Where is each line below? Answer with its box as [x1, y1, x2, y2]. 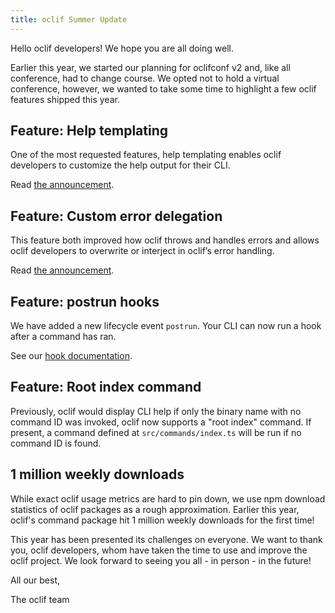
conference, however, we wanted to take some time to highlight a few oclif [10, 82, 317, 95]
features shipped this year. [10, 93, 120, 105]
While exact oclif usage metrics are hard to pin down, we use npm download [10, 492, 326, 505]
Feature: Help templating [10, 122, 169, 140]
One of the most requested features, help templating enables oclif [10, 149, 282, 161]
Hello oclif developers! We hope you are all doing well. [10, 42, 234, 54]
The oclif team [10, 593, 70, 605]
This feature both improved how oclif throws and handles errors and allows [10, 234, 320, 246]
